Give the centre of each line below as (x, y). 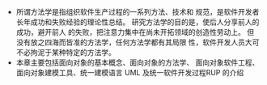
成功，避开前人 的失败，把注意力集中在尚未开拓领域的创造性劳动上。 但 (135, 32)
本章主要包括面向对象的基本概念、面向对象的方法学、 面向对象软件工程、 (138, 62)
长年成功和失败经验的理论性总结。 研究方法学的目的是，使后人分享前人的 (138, 22)
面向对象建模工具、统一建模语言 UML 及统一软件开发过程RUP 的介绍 (130, 72)
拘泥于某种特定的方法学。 (73, 52)
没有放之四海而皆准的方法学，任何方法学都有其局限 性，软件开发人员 (130, 42)
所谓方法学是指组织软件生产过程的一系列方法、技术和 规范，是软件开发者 (138, 12)
